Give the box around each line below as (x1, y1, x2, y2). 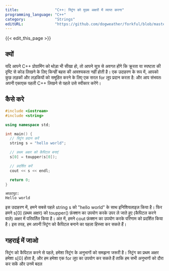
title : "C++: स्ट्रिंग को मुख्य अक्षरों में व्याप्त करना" (5, 7, 125, 13)
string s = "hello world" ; (10, 141, 66, 146)
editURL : (5, 21, 24, 27)
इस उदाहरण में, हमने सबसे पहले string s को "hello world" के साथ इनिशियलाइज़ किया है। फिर (5, 205, 162, 211)
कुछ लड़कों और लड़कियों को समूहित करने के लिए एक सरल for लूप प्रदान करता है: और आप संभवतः (5, 75, 162, 81)
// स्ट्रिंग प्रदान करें (10, 136, 39, 141)
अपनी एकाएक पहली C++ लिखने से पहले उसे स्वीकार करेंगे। (5, 80, 102, 86)
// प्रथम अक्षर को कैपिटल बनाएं (10, 150, 59, 155)
